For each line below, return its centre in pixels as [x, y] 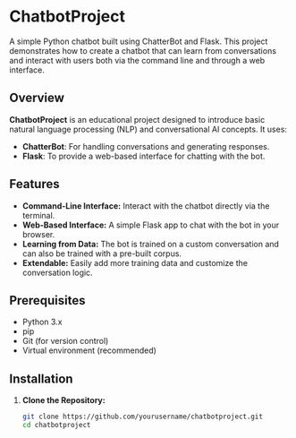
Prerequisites [47, 301]
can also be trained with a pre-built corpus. [101, 253]
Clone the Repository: [63, 400]
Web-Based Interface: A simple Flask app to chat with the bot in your [151, 225]
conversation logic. [57, 272]
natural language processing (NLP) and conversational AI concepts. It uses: [148, 129]
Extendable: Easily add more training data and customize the [135, 262]
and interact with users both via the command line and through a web [137, 60]
